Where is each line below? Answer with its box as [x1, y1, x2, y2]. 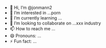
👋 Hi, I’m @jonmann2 [9, 5, 53, 10]
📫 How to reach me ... [9, 26, 55, 31]
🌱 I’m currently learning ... [9, 15, 62, 21]
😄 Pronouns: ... [9, 33, 42, 39]
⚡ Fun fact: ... [9, 38, 37, 44]
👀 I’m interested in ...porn [9, 10, 61, 16]
